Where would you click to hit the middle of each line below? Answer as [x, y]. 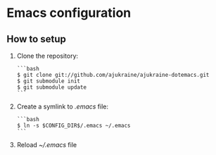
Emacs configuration [69, 13]
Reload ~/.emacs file [47, 145]
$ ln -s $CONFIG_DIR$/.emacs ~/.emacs [74, 125]
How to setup [36, 39]
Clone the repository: [47, 56]
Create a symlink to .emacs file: [62, 106]
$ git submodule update [52, 87]
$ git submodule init [48, 81]
